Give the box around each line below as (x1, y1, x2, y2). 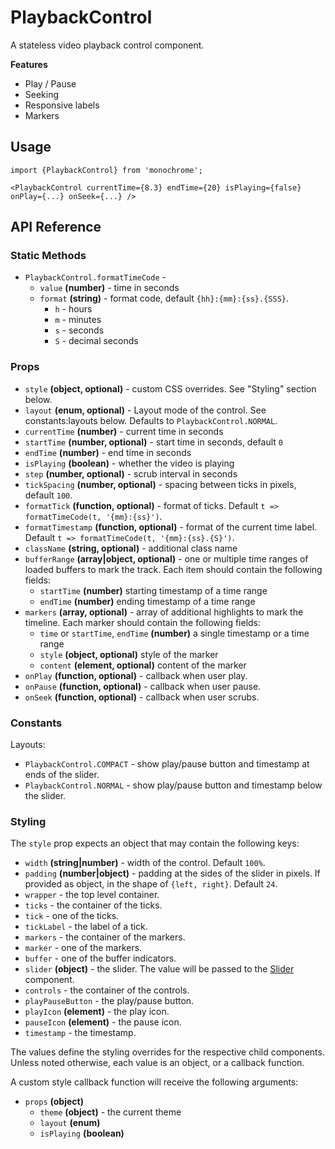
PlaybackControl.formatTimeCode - (24, 271, 167, 283)
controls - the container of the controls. (24, 984, 190, 996)
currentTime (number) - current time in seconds (24, 425, 224, 437)
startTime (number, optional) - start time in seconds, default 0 (24, 436, 283, 448)
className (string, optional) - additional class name (24, 542, 238, 554)
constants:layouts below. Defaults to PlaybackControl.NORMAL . (24, 414, 278, 426)
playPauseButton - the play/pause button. (24, 995, 195, 1007)
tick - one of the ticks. (24, 910, 120, 922)
